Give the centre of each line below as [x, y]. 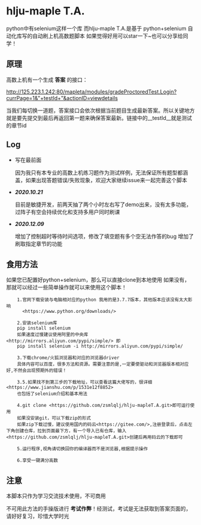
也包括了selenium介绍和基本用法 [52, 394]
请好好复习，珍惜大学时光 [38, 516]
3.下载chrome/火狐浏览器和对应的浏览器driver [68, 358]
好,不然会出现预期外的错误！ [36, 371]
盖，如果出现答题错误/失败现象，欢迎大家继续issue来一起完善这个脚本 [101, 180]
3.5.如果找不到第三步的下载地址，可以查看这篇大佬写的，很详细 [85, 382]
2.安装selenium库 [37, 323]
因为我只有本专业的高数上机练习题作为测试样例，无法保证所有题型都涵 [101, 173]
